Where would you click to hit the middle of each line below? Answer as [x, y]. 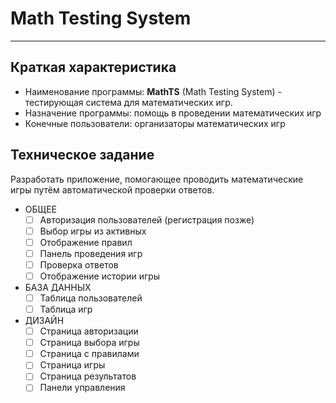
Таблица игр [66, 309]
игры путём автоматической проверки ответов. [112, 189]
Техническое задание [82, 155]
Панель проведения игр [91, 253]
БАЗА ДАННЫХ [58, 287]
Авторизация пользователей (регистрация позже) [147, 219]
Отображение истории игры [100, 276]
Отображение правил [86, 242]
